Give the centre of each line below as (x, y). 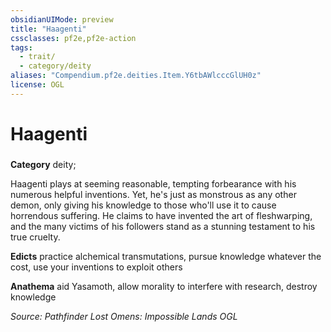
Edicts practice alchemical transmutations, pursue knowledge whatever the (166, 256)
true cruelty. (35, 237)
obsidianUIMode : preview (62, 19)
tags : (21, 47)
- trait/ (37, 57)
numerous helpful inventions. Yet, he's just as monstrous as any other (153, 194)
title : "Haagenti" (48, 29)
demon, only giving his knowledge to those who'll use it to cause (143, 205)
